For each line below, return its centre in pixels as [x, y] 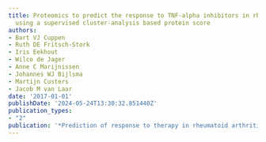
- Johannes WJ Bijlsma [46, 74]
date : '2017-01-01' [40, 96]
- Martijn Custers [38, 81]
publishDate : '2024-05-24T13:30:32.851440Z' [83, 103]
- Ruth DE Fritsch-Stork [49, 45]
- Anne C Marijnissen [44, 67]
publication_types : [40, 111]
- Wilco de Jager [37, 60]
